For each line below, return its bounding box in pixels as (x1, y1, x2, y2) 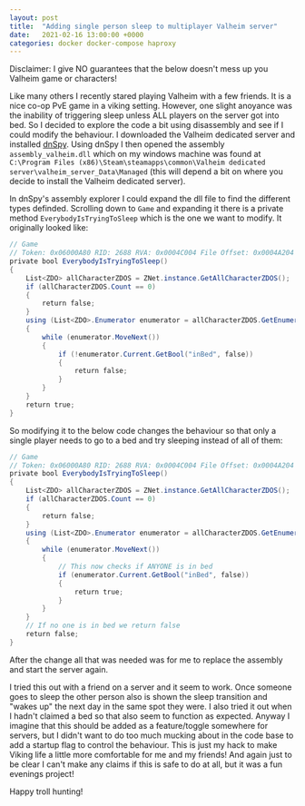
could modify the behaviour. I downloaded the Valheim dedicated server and (9, 129, 295, 141)
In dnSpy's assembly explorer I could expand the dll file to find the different (9, 193, 290, 204)
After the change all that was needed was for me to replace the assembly (9, 654, 283, 665)
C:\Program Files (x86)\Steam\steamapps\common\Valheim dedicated (9, 158, 266, 168)
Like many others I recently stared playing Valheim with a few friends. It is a (9, 91, 292, 102)
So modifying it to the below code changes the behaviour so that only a (9, 425, 277, 436)
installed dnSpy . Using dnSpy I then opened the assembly (9, 139, 225, 150)
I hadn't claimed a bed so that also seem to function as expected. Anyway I (9, 710, 290, 722)
